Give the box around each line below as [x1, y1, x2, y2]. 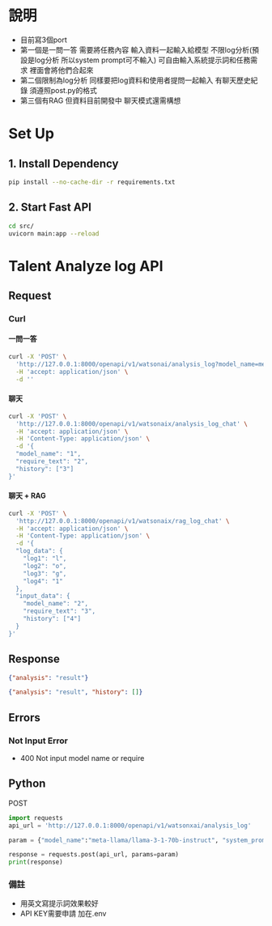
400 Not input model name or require [19, 753, 145, 762]
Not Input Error [8, 735, 69, 746]
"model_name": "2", [23, 600, 89, 608]
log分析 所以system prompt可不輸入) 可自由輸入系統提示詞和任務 [34, 55, 251, 65]
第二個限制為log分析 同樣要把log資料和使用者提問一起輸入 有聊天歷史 [19, 75, 251, 85]
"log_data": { [15, 547, 63, 555]
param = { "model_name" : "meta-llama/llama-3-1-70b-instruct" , [8, 836, 219, 844]
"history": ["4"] [23, 615, 82, 623]
